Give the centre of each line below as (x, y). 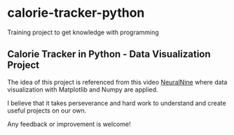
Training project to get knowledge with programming (83, 32)
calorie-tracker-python (76, 13)
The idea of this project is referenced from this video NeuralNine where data (117, 82)
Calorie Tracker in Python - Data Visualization (109, 54)
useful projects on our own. (47, 111)
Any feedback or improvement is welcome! (69, 124)
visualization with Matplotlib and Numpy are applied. (83, 90)
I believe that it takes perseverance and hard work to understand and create (117, 103)
